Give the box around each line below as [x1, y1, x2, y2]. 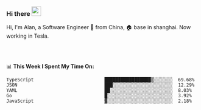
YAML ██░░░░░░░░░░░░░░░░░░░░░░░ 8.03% [6, 88, 192, 94]
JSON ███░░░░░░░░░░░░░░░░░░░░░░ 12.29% [6, 82, 195, 88]
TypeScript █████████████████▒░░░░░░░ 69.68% [6, 77, 195, 83]
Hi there [6, 9, 30, 18]
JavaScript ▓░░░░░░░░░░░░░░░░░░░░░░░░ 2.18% [6, 98, 192, 105]
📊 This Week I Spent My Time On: [6, 63, 94, 70]
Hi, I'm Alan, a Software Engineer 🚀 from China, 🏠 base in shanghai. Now [6, 24, 191, 31]
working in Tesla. [6, 32, 49, 40]
